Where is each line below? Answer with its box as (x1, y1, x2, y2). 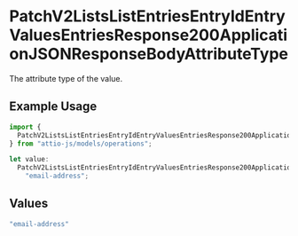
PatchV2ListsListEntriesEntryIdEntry (9, 6, 286, 27)
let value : (9, 155, 50, 164)
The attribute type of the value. (9, 73, 123, 83)
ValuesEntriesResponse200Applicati (9, 25, 288, 45)
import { (9, 122, 42, 131)
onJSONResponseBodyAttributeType (9, 44, 288, 64)
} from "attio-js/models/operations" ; (9, 139, 153, 148)
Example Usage (9, 99, 98, 114)
